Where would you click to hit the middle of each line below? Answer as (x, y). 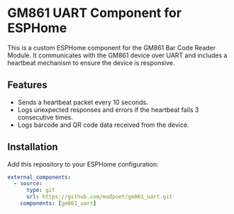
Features (27, 85)
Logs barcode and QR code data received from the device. (103, 125)
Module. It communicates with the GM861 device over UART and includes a (117, 55)
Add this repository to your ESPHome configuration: (83, 164)
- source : (28, 184)
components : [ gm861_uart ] (58, 203)
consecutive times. (45, 117)
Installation (33, 147)
